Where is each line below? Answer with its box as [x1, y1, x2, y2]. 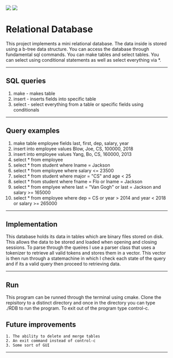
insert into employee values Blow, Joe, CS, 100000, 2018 [13, 146, 133, 152]
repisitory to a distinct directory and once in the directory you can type [6, 300, 156, 306]
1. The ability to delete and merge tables [6, 334, 101, 339]
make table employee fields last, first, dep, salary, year [13, 140, 129, 146]
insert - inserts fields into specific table [13, 96, 97, 102]
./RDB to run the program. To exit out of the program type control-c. [6, 305, 149, 311]
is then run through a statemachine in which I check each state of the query [6, 255, 166, 262]
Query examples [6, 127, 60, 135]
